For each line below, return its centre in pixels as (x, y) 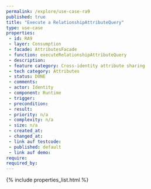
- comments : (23, 82)
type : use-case (25, 28)
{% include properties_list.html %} (47, 180)
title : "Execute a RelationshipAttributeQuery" (65, 22)
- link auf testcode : (35, 141)
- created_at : (26, 131)
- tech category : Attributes (44, 71)
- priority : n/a (28, 114)
